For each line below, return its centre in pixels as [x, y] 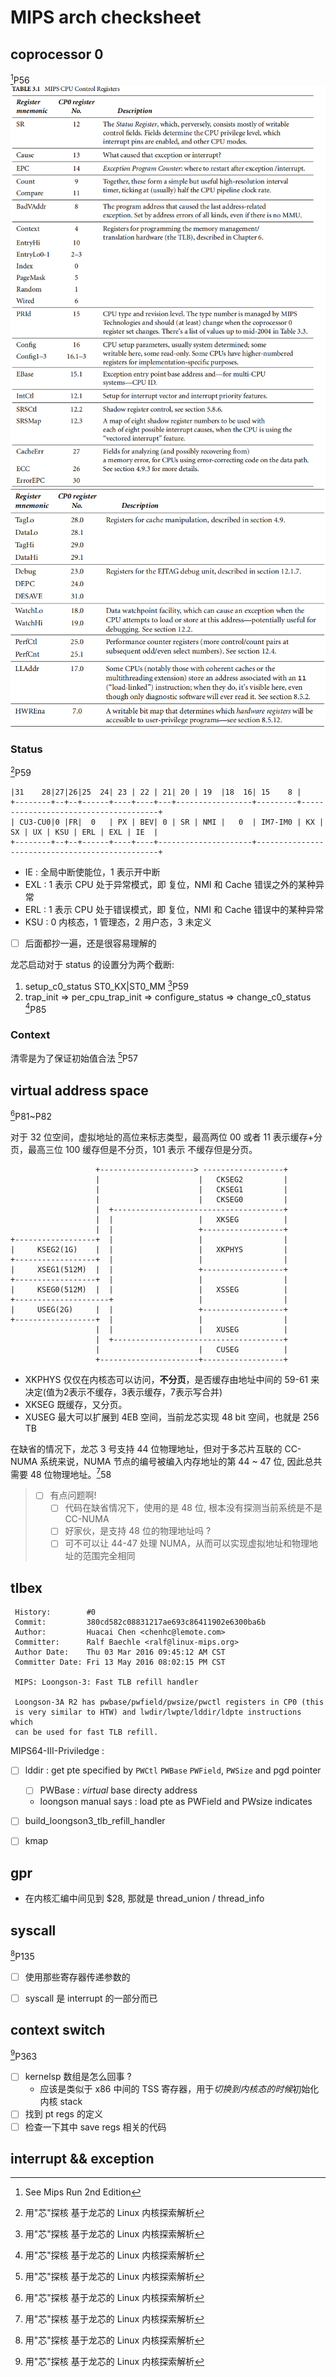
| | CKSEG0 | [191, 1199]
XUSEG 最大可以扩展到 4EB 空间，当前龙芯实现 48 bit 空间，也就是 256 [172, 1417]
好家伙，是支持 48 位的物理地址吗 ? [138, 1531]
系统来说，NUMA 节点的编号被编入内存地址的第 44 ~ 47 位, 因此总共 [181, 1461]
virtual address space [79, 1090]
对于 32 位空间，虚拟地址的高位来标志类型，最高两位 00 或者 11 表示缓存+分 [166, 1137]
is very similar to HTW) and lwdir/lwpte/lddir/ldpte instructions [158, 1712]
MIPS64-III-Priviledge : [57, 1751]
